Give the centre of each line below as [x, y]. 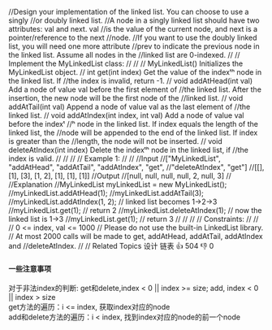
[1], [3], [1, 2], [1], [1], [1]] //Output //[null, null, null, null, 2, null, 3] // [120, 176]
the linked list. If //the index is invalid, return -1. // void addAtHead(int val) [131, 81]
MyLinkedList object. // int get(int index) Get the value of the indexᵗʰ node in [135, 72]
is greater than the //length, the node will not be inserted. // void [116, 141]
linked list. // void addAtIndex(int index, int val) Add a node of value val [126, 115]
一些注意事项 [30, 268]
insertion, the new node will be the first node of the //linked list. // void [126, 98]
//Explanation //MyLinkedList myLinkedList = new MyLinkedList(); [118, 185]
